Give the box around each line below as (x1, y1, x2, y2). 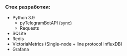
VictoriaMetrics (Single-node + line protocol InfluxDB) (12, 41, 123, 47)
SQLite (12, 31, 26, 37)
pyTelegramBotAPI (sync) (19, 20, 72, 26)
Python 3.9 (12, 15, 35, 21)
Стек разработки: (5, 3, 51, 10)
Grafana (12, 46, 29, 53)
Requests (19, 25, 39, 31)
